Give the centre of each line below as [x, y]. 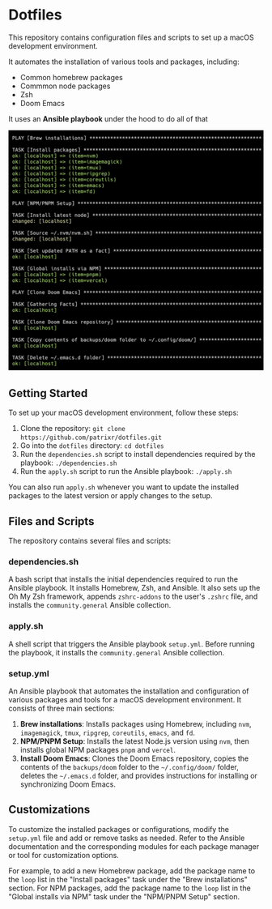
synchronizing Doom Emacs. [68, 784]
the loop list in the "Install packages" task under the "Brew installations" [128, 879]
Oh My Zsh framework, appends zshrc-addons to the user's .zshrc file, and [133, 596]
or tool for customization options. [64, 855]
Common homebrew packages [71, 77]
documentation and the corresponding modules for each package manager [134, 846]
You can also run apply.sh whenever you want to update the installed [124, 487]
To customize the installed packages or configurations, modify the [119, 829]
